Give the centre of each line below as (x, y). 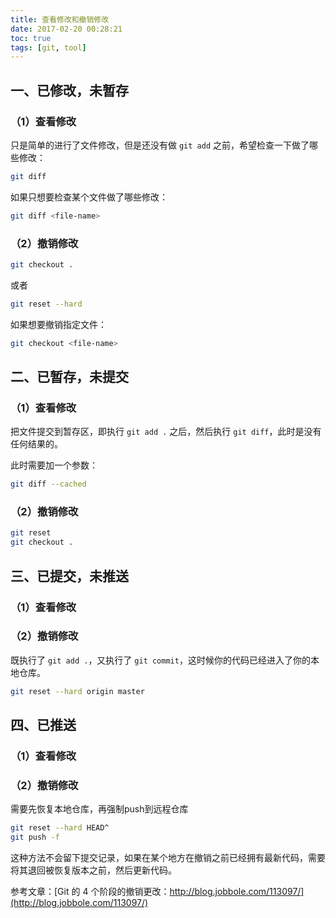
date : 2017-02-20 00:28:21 (66, 29)
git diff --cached (48, 484)
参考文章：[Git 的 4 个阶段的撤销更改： (90, 892)
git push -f (35, 837)
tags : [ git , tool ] (48, 47)
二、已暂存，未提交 (69, 377)
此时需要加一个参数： (54, 465)
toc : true (31, 38)
